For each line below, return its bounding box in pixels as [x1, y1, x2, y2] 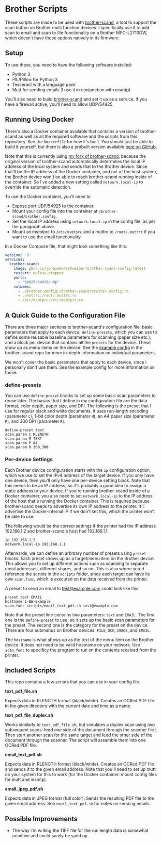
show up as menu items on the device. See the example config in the [5, 345, 143, 350]
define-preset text [5, 428, 44, 433]
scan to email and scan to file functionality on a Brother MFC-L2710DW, [5, 30, 147, 35]
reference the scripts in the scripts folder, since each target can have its [5, 571, 150, 577]
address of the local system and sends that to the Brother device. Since [5, 164, 147, 169]
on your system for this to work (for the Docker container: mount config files [5, 772, 157, 777]
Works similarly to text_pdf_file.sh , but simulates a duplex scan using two [5, 722, 155, 727]
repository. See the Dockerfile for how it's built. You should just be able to [5, 138, 153, 144]
